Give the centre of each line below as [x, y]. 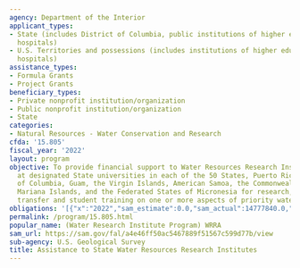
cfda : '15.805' [37, 142]
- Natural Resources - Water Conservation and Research [115, 134]
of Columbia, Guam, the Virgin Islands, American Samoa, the [133, 184]
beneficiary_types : [46, 92]
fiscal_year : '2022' [48, 150]
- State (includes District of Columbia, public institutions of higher [147, 34]
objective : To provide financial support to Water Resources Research [143, 167]
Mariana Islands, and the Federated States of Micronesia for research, [155, 192]
